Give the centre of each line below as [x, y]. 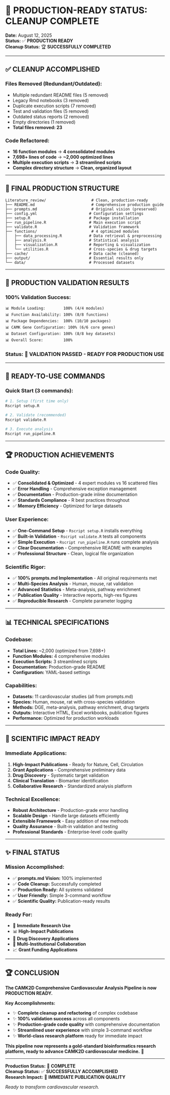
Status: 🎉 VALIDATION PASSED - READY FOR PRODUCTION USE [85, 354]
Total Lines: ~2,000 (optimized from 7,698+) [59, 651]
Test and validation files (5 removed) [51, 111]
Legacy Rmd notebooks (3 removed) [51, 100]
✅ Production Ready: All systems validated [58, 890]
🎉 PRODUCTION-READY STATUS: [76, 10]
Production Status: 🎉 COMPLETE [40, 1066]
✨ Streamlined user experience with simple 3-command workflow [82, 1030]
